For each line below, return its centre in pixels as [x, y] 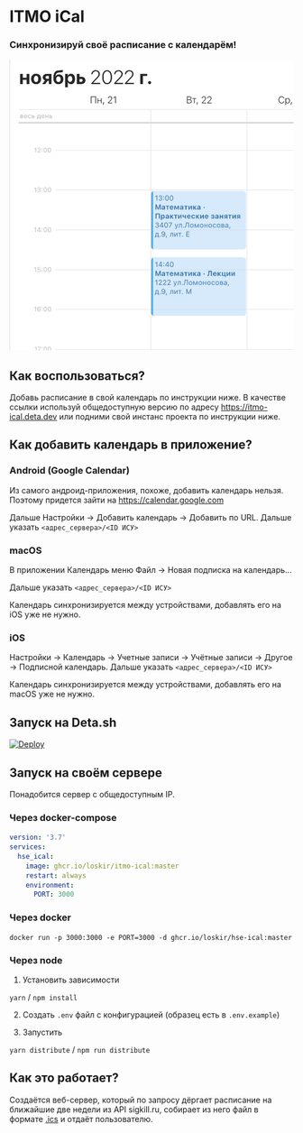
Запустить [42, 1032]
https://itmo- [244, 407]
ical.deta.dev [33, 417]
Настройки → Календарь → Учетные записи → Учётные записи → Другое [151, 658]
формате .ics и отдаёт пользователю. [81, 1119]
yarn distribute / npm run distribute [80, 1049]
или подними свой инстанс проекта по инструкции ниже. [170, 417]
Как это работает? [64, 1078]
